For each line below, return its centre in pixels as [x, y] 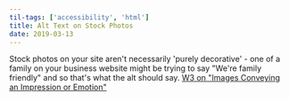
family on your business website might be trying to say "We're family [136, 68]
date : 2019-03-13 [41, 34]
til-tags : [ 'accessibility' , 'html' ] [79, 17]
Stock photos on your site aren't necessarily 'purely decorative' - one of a [145, 59]
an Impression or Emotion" [58, 87]
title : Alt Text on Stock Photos [71, 26]
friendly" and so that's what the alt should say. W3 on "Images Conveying [145, 78]
